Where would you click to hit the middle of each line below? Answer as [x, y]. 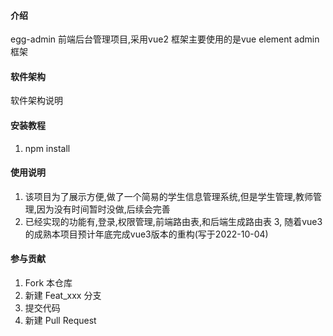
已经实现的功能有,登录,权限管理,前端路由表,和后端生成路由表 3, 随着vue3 [173, 221]
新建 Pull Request [60, 321]
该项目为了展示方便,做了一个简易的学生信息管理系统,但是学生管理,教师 [168, 196]
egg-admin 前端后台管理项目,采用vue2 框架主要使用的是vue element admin [165, 39]
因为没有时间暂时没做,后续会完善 [103, 209]
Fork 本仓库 [48, 283]
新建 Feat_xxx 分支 [63, 296]
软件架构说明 [36, 101]
